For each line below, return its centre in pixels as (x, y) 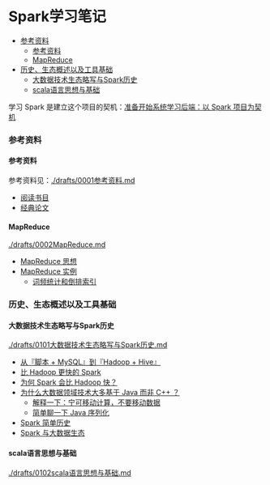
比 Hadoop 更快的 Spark (60, 372)
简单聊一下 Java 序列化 (71, 413)
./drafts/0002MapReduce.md (57, 245)
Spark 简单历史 (45, 423)
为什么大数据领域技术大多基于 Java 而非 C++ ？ (100, 393)
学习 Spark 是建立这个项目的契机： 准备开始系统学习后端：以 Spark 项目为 (132, 107)
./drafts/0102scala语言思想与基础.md (70, 472)
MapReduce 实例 (48, 271)
